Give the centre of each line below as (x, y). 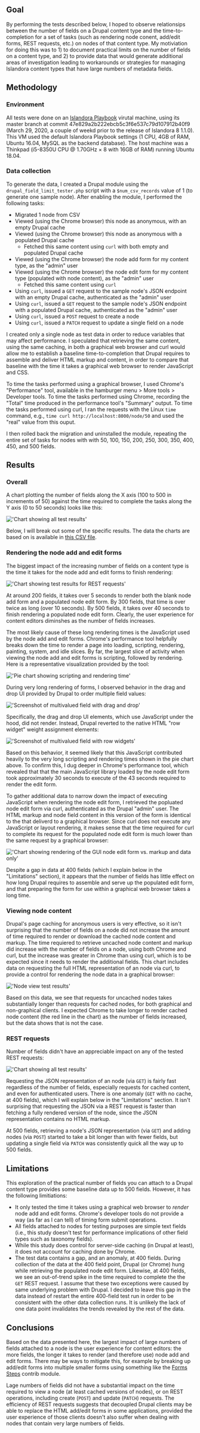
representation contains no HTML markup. (58, 1119)
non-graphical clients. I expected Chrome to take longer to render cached (97, 1011)
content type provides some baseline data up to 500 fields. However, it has (99, 1189)
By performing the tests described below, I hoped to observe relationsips (96, 24)
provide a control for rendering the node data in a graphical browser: (90, 975)
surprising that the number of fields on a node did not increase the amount (98, 930)
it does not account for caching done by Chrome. (75, 1252)
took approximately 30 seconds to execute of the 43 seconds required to (96, 778)
